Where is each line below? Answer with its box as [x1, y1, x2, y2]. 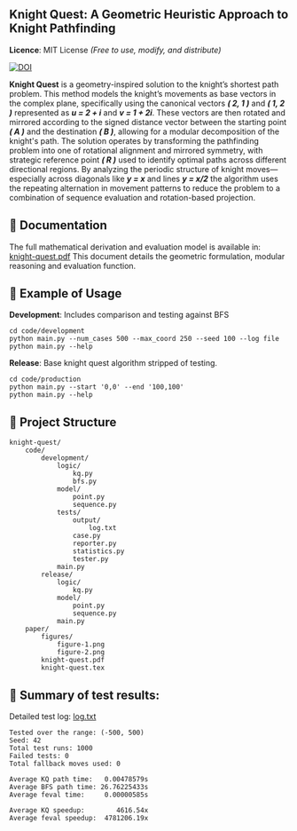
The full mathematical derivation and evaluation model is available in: [9, 241, 262, 252]
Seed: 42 [9, 736, 42, 745]
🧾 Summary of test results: [9, 687, 160, 702]
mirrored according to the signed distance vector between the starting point [9, 116, 286, 127]
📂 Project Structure [9, 415, 117, 430]
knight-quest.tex [41, 663, 105, 673]
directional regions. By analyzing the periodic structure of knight [9, 163, 244, 174]
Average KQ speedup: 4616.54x [9, 806, 149, 815]
